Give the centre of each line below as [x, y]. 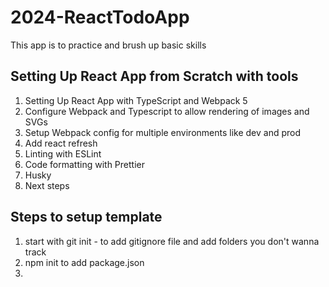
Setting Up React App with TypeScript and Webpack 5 [136, 100]
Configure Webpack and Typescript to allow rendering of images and [167, 111]
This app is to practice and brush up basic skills [108, 45]
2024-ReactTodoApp [100, 17]
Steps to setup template [86, 217]
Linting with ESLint [63, 153]
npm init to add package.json [84, 262]
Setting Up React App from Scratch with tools [154, 76]
